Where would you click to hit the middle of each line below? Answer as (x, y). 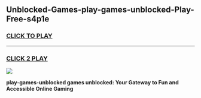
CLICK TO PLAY (29, 36)
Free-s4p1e (28, 19)
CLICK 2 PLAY (27, 58)
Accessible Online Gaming (40, 88)
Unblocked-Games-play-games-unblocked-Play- (100, 10)
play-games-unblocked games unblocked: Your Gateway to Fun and (93, 82)
